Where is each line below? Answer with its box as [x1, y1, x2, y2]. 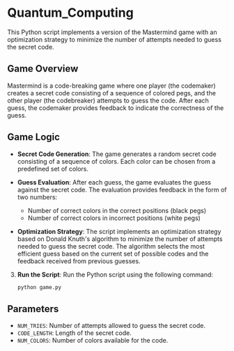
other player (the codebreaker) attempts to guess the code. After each [7, 96, 209, 104]
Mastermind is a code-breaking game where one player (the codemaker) [7, 81, 216, 90]
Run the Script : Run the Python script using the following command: [17, 270, 214, 279]
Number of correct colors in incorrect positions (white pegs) [27, 214, 201, 222]
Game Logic [7, 131, 61, 143]
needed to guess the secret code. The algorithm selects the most [17, 242, 205, 250]
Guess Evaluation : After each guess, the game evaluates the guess [17, 178, 211, 186]
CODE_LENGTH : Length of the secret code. [17, 329, 132, 337]
